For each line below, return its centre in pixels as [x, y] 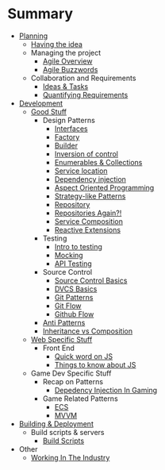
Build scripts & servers [67, 432]
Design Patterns [69, 120]
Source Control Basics [91, 280]
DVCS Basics [76, 289]
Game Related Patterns [80, 399]
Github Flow [74, 314]
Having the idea [56, 44]
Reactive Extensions [87, 229]
